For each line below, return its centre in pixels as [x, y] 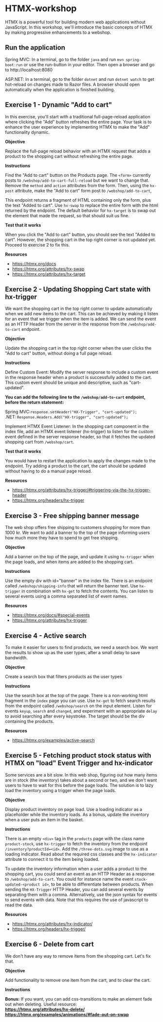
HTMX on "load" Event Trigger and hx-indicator [79, 763]
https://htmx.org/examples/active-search [53, 740]
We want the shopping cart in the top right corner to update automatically [79, 309]
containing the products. [30, 721]
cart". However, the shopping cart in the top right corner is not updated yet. [81, 240]
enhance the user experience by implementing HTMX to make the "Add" [77, 127]
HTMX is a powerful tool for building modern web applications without [75, 22]
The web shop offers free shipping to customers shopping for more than [78, 528]
